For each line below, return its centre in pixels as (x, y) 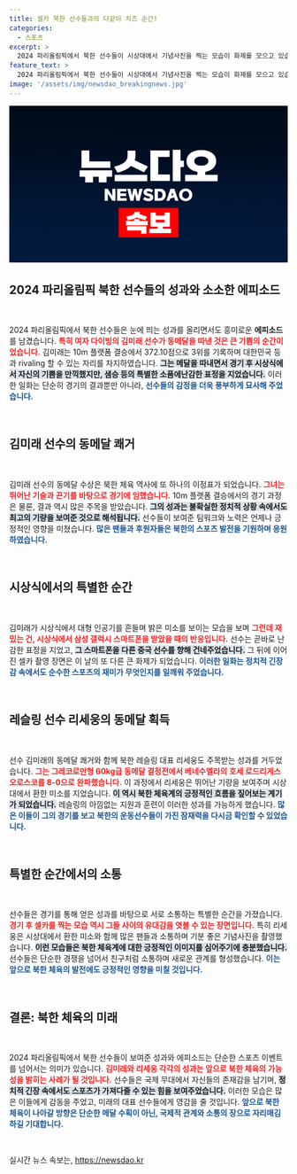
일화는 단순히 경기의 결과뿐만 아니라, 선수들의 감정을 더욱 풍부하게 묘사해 (142, 385)
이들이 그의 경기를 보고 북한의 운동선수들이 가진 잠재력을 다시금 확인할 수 (141, 815)
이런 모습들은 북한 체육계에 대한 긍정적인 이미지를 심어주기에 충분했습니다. (161, 947)
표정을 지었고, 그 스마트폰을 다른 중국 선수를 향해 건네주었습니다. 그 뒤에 (148, 649)
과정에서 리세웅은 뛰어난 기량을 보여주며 (202, 782)
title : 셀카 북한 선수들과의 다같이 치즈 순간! (84, 19)
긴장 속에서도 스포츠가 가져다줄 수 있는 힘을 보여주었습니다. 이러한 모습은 (149, 1091)
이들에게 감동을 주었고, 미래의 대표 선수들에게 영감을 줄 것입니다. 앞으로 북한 (149, 1102)
